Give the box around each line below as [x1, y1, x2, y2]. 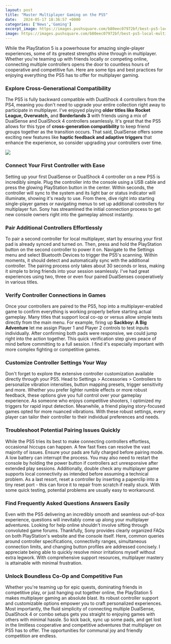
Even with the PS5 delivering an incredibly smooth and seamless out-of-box [5, 511, 165, 517]
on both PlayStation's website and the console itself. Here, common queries [5, 533, 164, 539]
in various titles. [5, 278, 39, 285]
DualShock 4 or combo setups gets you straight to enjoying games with [5, 611, 155, 618]
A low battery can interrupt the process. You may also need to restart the [5, 454, 158, 461]
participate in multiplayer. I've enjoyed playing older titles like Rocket [5, 107, 151, 114]
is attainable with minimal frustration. [5, 560, 83, 566]
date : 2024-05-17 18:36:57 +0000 [5, 17, 81, 22]
